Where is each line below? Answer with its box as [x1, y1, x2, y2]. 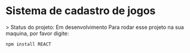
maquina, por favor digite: [5, 29, 69, 37]
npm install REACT [5, 41, 51, 47]
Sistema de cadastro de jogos [5, 4, 156, 18]
